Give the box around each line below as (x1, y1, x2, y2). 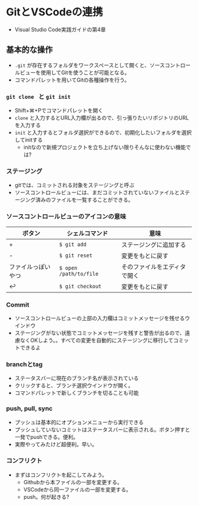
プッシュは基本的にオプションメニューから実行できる (14, 418, 144, 425)
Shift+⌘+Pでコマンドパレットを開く (14, 107, 103, 114)
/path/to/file (58, 270, 99, 277)
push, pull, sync (6, 404, 53, 412)
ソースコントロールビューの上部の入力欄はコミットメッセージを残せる (14, 314, 185, 321)
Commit (6, 301, 29, 309)
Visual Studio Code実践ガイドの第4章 (14, 26, 106, 33)
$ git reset (58, 252, 93, 259)
